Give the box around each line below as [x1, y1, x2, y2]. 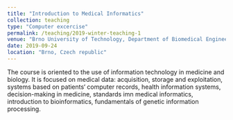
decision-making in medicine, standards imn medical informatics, [7, 89, 193, 98]
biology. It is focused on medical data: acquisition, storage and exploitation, [7, 75, 223, 83]
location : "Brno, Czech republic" [7, 49, 107, 56]
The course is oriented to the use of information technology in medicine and [7, 67, 225, 76]
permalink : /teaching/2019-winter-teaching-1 [7, 29, 141, 37]
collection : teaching [7, 17, 70, 24]
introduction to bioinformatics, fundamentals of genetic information [7, 97, 199, 105]
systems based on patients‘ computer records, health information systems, [7, 83, 221, 91]
